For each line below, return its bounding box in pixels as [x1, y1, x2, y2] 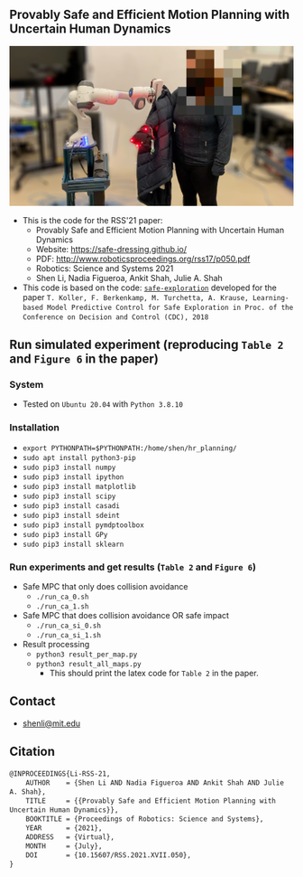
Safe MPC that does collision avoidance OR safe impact [22, 609, 230, 620]
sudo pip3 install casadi [22, 501, 120, 510]
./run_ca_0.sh [35, 592, 89, 601]
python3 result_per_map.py [35, 650, 138, 659]
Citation [9, 744, 56, 759]
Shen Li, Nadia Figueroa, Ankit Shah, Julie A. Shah [35, 272, 223, 283]
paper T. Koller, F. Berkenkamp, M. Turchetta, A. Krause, [22, 291, 250, 302]
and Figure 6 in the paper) [9, 351, 160, 366]
